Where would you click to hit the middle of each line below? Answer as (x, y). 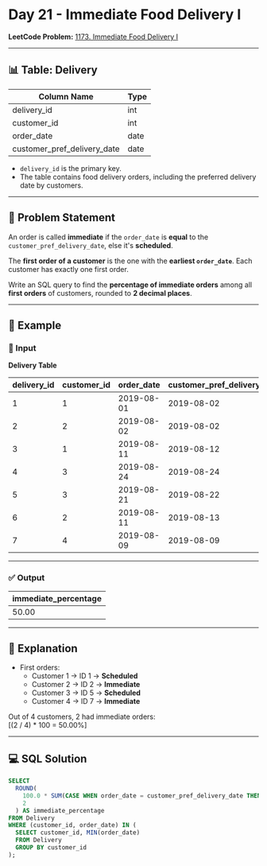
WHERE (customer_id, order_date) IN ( (72, 825)
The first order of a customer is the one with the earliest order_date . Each (130, 261)
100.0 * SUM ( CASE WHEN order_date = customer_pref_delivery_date (133, 796)
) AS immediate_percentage (60, 810)
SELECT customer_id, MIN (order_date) (78, 833)
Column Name (66, 96)
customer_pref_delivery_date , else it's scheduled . (91, 245)
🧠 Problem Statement (62, 217)
